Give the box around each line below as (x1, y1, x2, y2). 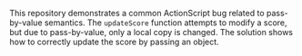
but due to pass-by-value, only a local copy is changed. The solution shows (9, 27, 294, 37)
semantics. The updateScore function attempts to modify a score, (44, 17, 288, 28)
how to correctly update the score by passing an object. (9, 36, 220, 47)
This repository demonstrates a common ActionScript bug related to (9, 8, 266, 18)
